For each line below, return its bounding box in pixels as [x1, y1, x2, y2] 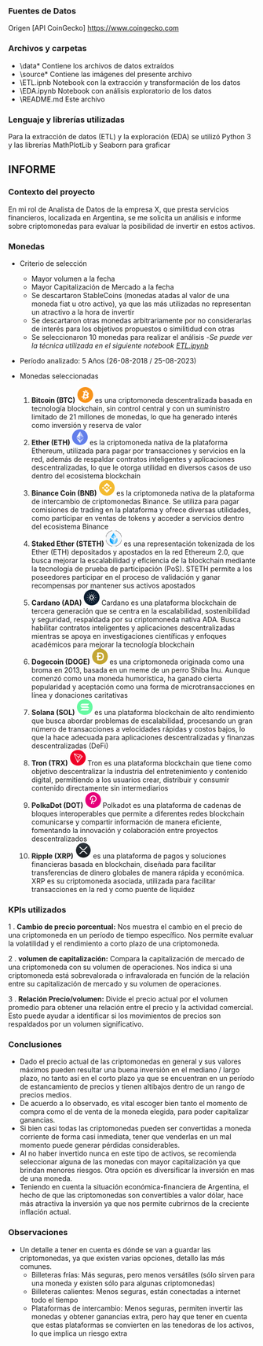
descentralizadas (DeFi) [31, 741, 109, 750]
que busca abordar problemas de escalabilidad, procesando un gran [31, 716, 254, 725]
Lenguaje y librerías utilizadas [8, 114, 126, 125]
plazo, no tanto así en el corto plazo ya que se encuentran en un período [19, 1074, 255, 1083]
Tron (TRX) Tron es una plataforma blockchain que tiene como [31, 758, 253, 768]
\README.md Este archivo [19, 94, 105, 104]
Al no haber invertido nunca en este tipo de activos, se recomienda [19, 1149, 237, 1158]
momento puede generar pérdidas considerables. [19, 1141, 181, 1150]
